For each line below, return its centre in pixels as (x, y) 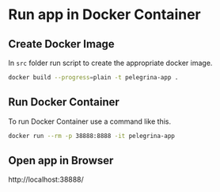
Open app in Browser (61, 160)
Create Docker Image (61, 44)
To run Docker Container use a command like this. (90, 121)
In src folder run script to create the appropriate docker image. (110, 63)
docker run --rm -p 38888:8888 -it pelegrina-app (92, 136)
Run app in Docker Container (104, 15)
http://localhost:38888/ (46, 179)
